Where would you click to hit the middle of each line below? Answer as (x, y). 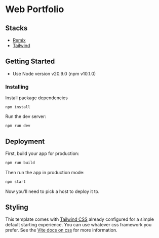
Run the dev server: (26, 116)
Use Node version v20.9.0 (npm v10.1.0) (54, 73)
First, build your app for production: (42, 153)
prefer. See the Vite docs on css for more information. (61, 230)
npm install (18, 107)
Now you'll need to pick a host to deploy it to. (52, 191)
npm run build (20, 163)
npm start (16, 182)
